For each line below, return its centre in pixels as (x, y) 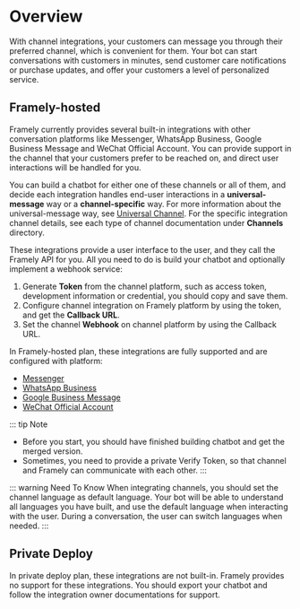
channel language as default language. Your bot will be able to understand (146, 497)
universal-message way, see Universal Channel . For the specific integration (149, 213)
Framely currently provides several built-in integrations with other (130, 129)
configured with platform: (56, 361)
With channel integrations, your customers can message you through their (146, 41)
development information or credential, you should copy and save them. (155, 296)
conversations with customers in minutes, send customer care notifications (148, 60)
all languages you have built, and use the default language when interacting (149, 506)
